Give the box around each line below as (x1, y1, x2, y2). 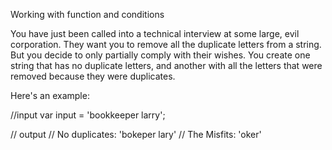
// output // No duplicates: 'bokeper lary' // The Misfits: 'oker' (10, 129, 262, 140)
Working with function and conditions (10, 9, 165, 20)
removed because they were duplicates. (10, 70, 176, 82)
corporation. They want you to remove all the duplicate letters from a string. (10, 39, 322, 50)
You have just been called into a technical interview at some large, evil (10, 28, 300, 39)
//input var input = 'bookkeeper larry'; (10, 109, 166, 121)
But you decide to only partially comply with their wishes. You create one (10, 49, 311, 61)
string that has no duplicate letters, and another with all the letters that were (10, 60, 323, 71)
